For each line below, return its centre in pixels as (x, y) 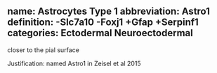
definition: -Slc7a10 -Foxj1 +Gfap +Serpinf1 (103, 23)
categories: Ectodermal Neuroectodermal (100, 33)
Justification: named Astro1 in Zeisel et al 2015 (74, 63)
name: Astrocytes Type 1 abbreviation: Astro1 (109, 11)
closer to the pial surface (43, 50)
